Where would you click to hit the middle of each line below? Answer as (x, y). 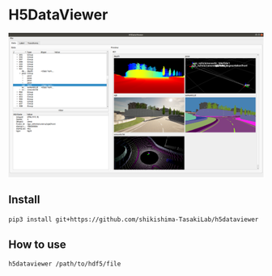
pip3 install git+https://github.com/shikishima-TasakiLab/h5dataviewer (134, 220)
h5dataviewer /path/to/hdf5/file (65, 264)
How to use (37, 244)
